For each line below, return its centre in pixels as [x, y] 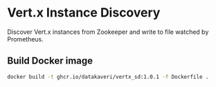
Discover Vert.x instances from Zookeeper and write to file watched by [108, 32]
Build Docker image [50, 61]
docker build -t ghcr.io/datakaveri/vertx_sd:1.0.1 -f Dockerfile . [108, 77]
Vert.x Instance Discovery [84, 13]
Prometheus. [25, 39]
